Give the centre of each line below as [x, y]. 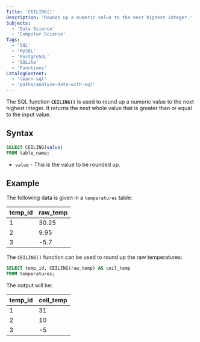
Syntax [20, 133]
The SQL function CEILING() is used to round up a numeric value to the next [100, 102]
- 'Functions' [29, 68]
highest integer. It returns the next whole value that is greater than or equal [99, 108]
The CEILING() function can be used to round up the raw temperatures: [94, 257]
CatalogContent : [27, 73]
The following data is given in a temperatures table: [69, 198]
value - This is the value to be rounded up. [67, 164]
